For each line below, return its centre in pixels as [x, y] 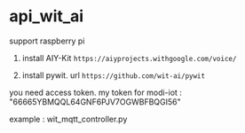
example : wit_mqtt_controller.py [68, 119]
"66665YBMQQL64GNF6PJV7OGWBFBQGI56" [95, 102]
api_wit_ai [47, 16]
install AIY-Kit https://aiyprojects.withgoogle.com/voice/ [129, 58]
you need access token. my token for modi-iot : [95, 92]
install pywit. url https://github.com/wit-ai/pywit [114, 75]
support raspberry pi [47, 41]
